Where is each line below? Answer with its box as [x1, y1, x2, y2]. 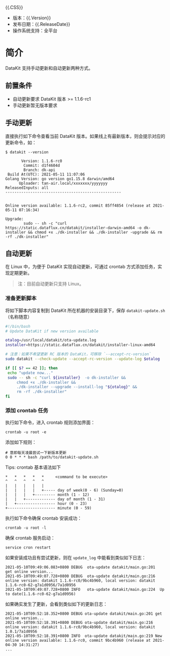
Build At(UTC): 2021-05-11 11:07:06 [7, 172, 85, 177]
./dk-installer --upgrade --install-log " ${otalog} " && [16, 384, 138, 390]
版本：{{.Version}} [12, 15, 51, 21]
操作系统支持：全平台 [12, 27, 57, 34]
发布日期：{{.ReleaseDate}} [12, 21, 71, 27]
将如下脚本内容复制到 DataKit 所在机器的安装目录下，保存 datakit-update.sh [5, 307, 165, 313]
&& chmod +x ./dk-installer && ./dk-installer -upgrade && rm [27, 230, 162, 235]
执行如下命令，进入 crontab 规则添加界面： [5, 419, 95, 425]
